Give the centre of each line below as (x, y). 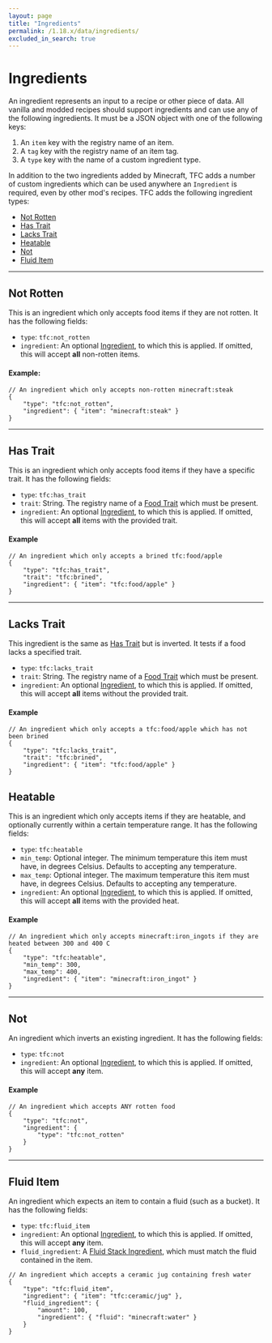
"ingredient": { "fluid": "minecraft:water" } (117, 1318)
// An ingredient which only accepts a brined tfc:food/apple (115, 556)
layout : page (30, 16)
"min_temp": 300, (52, 965)
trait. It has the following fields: (60, 479)
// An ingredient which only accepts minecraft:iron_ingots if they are (134, 937)
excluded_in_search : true (52, 38)
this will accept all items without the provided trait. (104, 694)
